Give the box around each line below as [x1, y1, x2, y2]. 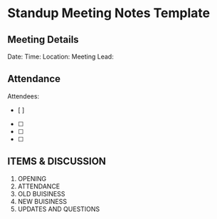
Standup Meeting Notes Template [7, 5, 211, 21]
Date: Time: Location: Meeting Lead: [7, 52, 114, 61]
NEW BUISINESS [17, 197, 68, 205]
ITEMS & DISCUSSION [7, 156, 107, 168]
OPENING [17, 174, 47, 183]
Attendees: [7, 91, 40, 101]
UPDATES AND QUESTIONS [17, 205, 100, 213]
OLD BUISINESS [17, 189, 65, 198]
